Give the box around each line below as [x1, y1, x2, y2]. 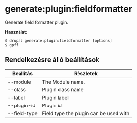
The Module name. [42, 78, 85, 85]
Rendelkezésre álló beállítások [5, 56, 100, 64]
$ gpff [5, 42, 19, 47]
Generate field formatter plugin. [5, 19, 69, 25]
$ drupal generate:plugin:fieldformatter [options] [5, 38, 112, 43]
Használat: [5, 29, 28, 35]
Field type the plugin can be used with [42, 110, 130, 117]
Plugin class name [42, 86, 84, 93]
